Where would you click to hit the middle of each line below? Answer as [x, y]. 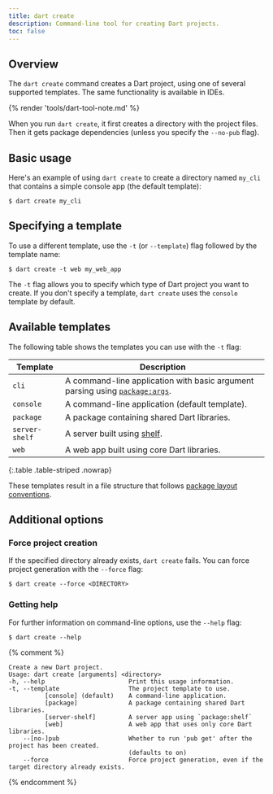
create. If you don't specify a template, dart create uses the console [123, 293]
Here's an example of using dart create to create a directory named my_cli [135, 177]
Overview [34, 64]
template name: [35, 254]
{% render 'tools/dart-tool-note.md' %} [74, 108]
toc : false [27, 31]
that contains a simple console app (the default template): [105, 186]
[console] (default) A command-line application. [136, 696]
